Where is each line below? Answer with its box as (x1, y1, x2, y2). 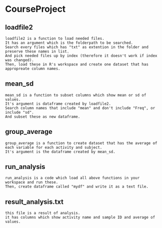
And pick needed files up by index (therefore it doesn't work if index (5, 53, 158, 58)
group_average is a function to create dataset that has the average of (5, 140, 158, 146)
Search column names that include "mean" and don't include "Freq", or (5, 105, 155, 110)
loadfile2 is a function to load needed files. (5, 36, 105, 41)
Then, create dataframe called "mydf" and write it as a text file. (5, 184, 149, 189)
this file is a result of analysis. (5, 211, 80, 216)
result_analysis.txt (5, 197, 64, 206)
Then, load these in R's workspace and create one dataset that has (5, 62, 149, 67)
